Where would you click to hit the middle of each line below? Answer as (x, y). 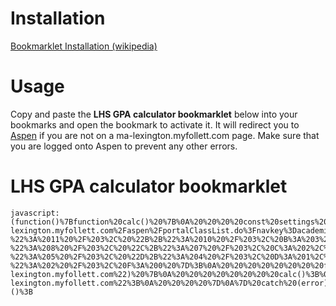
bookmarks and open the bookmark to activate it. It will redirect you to (155, 124)
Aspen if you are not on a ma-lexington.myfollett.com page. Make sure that (165, 135)
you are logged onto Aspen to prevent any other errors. (124, 146)
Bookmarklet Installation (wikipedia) (84, 46)
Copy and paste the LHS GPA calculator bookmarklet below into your (154, 114)
